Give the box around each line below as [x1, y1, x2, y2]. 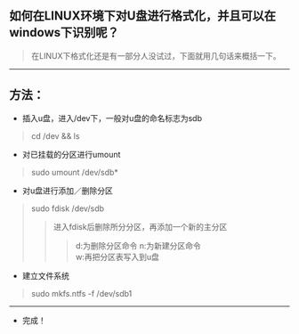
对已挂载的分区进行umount [21, 149, 121, 159]
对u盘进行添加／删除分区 [21, 185, 114, 196]
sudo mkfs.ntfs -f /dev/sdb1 [30, 288, 133, 298]
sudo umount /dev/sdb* [30, 167, 118, 177]
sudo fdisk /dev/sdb [30, 203, 105, 214]
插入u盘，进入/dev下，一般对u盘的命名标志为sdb [21, 112, 203, 123]
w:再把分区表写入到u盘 [75, 251, 160, 262]
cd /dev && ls [30, 130, 80, 141]
